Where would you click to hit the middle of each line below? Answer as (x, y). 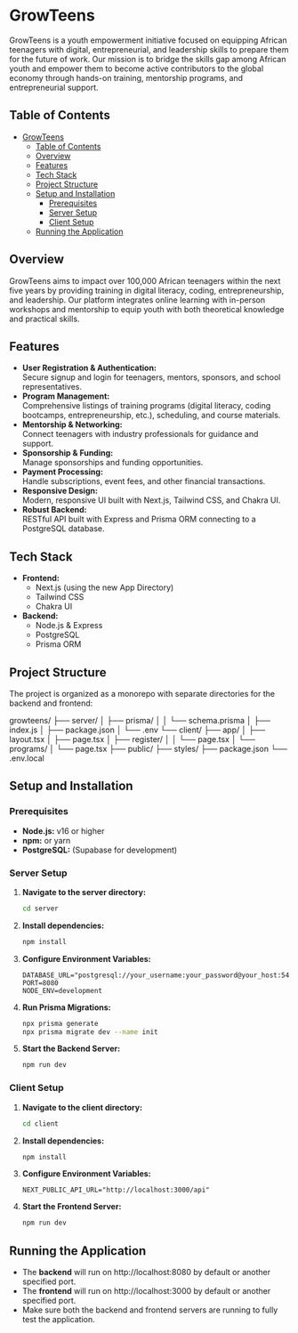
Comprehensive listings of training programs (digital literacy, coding (146, 406)
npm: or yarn (46, 840)
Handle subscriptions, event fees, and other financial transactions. (144, 481)
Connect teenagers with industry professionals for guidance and (140, 434)
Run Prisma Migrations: (66, 1007)
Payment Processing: (63, 472)
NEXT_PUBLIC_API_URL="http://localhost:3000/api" (116, 1190)
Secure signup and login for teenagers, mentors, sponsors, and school (151, 377)
